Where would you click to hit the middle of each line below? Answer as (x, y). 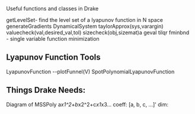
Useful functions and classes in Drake (52, 9)
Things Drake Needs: (46, 90)
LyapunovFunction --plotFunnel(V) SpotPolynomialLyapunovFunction (90, 71)
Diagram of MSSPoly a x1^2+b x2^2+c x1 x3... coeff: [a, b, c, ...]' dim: (87, 104)
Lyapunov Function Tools (53, 58)
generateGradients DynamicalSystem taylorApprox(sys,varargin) (85, 26)
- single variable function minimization (53, 39)
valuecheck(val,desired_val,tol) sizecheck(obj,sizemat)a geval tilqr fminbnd (98, 32)
